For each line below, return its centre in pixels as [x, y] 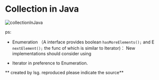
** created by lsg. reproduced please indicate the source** [64, 72]
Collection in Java [42, 9]
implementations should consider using [52, 53]
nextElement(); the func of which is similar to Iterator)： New [74, 48]
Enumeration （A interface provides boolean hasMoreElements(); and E [83, 42]
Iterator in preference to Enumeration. [50, 63]
